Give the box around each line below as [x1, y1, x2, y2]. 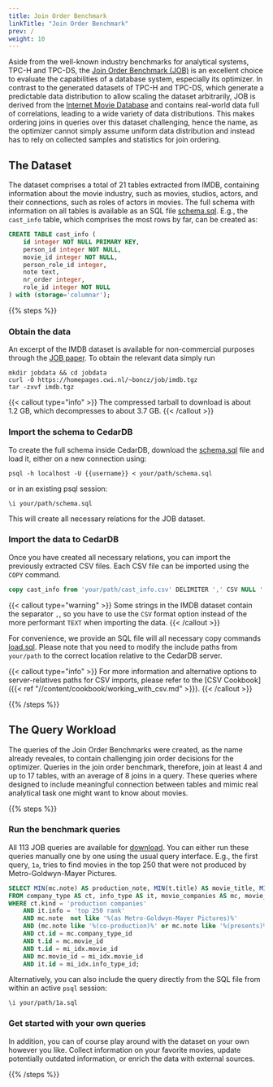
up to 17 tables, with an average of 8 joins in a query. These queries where [8, 770, 258, 780]
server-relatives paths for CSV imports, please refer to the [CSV [8, 675, 222, 685]
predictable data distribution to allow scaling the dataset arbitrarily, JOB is [8, 91, 256, 102]
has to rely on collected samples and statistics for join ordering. [8, 135, 221, 145]
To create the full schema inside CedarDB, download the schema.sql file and [8, 445, 265, 454]
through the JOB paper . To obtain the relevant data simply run [8, 353, 215, 363]
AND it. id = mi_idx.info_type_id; [23, 960, 140, 968]
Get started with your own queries [8, 1018, 146, 1029]
